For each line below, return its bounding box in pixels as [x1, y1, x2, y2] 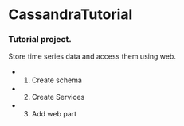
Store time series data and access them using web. [8, 52, 177, 61]
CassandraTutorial [8, 6, 133, 24]
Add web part [31, 109, 77, 119]
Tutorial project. [8, 34, 72, 45]
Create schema [31, 75, 82, 85]
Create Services [31, 93, 85, 102]
